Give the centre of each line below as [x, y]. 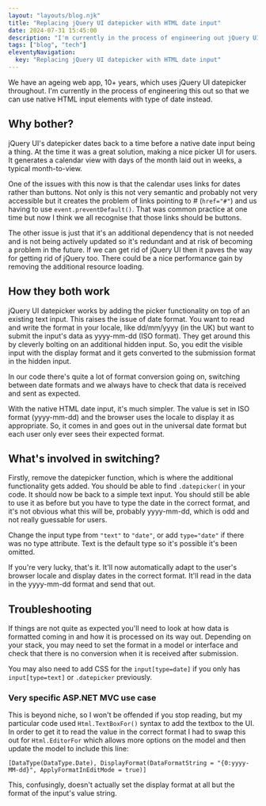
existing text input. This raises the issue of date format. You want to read [127, 319]
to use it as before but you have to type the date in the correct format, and [129, 503]
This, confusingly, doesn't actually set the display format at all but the [122, 785]
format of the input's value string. [63, 793]
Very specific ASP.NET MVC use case [82, 698]
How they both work [59, 291]
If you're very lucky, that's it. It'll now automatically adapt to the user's [123, 567]
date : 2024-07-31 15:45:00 [53, 30]
